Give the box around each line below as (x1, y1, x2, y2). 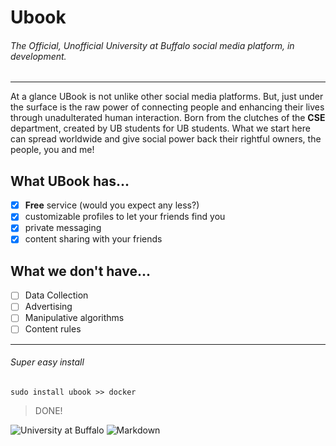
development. (10, 50, 67, 62)
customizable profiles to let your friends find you (24, 211, 226, 223)
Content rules (24, 323, 82, 335)
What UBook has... (10, 172, 130, 190)
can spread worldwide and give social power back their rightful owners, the (10, 133, 322, 145)
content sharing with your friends (24, 233, 163, 245)
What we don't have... (10, 262, 151, 280)
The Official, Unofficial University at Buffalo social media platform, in (10, 39, 295, 51)
